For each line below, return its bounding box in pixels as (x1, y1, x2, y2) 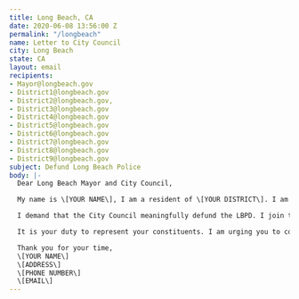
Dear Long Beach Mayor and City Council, (17, 179, 174, 188)
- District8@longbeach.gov (9, 145, 109, 154)
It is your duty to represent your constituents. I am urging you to (17, 228, 280, 237)
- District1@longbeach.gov (9, 87, 109, 96)
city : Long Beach (9, 46, 74, 55)
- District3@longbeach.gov (9, 104, 109, 113)
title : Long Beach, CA (9, 12, 93, 22)
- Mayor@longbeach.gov (9, 79, 93, 88)
